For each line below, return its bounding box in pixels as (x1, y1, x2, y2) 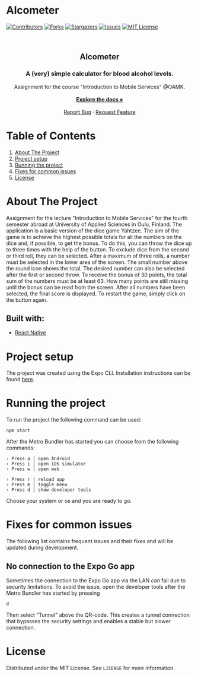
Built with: (6, 313, 44, 323)
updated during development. (6, 544, 79, 551)
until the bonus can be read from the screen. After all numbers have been (6, 283, 186, 291)
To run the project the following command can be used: (6, 416, 142, 423)
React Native (14, 329, 46, 336)
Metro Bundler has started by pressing (6, 589, 100, 597)
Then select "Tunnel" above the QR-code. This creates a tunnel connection (6, 611, 190, 618)
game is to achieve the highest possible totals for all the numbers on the (6, 233, 182, 240)
